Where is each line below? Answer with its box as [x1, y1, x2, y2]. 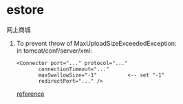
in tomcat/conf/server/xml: [16, 47, 92, 55]
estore [6, 2, 44, 18]
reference [16, 90, 45, 98]
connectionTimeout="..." [38, 66, 109, 73]
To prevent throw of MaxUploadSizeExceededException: [16, 39, 177, 47]
